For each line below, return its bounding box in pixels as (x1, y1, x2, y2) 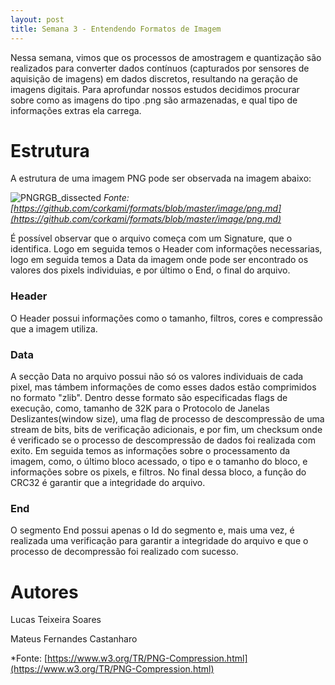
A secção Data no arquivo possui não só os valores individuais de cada (10, 371, 304, 383)
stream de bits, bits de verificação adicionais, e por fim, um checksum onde (10, 424, 323, 436)
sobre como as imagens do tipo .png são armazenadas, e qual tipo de (10, 94, 298, 106)
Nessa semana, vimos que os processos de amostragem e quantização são (10, 51, 322, 63)
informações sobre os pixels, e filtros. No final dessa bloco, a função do (10, 466, 307, 478)
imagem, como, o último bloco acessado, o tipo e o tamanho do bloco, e (10, 456, 308, 468)
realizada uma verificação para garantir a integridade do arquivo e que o (10, 535, 309, 547)
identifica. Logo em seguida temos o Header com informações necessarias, (10, 243, 323, 255)
